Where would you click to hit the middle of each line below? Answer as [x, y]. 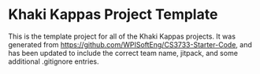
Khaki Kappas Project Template [113, 15]
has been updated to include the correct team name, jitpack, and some [123, 53]
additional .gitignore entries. [54, 61]
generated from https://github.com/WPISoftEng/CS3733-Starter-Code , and [130, 44]
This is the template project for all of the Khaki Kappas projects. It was [122, 36]
